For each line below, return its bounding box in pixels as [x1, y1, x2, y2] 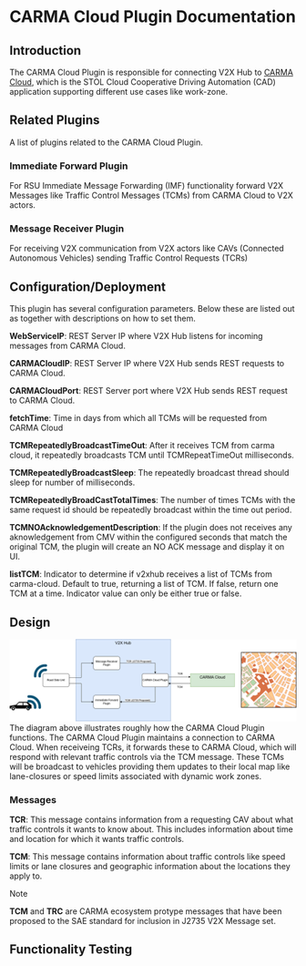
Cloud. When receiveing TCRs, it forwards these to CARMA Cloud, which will [9, 741, 297, 753]
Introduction [9, 43, 82, 58]
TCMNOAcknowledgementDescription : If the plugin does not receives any [9, 522, 293, 533]
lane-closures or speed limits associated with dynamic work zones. [9, 770, 262, 781]
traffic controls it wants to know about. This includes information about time [9, 824, 293, 835]
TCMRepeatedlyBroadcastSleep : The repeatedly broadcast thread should [9, 468, 290, 478]
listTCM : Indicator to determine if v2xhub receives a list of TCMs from [9, 569, 273, 580]
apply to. [9, 870, 43, 881]
